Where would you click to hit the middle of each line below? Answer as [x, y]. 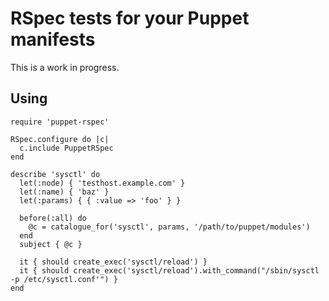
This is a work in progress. [65, 67]
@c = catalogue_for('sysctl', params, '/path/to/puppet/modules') [169, 227]
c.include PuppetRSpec [66, 148]
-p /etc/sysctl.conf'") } [64, 279]
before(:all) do [53, 218]
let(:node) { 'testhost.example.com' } [102, 183]
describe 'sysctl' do [55, 174]
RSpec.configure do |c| [60, 139]
